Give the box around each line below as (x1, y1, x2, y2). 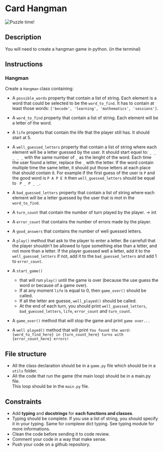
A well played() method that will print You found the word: (12, 327, 131, 333)
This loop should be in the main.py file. (12, 383, 90, 389)
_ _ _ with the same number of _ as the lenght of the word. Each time (12, 154, 152, 161)
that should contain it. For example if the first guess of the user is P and (12, 170, 155, 176)
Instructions (5, 60, 43, 69)
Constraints (5, 398, 42, 406)
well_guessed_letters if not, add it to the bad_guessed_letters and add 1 (12, 253, 157, 259)
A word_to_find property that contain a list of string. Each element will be (12, 115, 159, 121)
